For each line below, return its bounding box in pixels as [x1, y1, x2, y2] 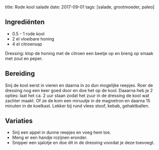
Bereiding [5, 69, 35, 78]
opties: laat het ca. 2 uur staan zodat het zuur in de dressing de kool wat [5, 93, 149, 98]
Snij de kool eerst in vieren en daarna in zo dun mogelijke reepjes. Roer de [5, 82, 154, 88]
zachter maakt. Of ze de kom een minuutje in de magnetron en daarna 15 [5, 97, 151, 103]
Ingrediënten [5, 18, 45, 26]
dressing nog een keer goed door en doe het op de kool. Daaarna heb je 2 [5, 87, 153, 93]
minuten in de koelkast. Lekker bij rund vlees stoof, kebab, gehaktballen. [5, 103, 149, 109]
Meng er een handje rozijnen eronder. [12, 135, 88, 140]
